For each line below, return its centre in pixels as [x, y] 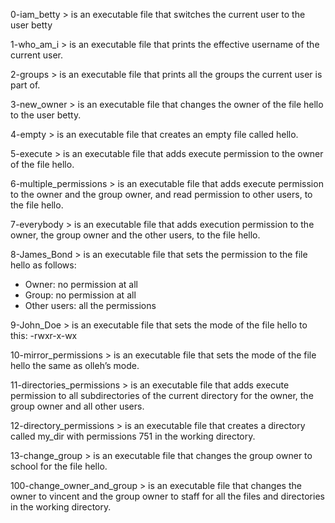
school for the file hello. [59, 466]
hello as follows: [43, 265]
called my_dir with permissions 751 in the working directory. [133, 436]
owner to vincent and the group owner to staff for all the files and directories [167, 496]
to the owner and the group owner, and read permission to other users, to [161, 194]
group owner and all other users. [77, 406]
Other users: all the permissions [90, 305]
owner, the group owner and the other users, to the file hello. [135, 235]
